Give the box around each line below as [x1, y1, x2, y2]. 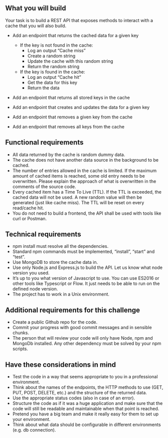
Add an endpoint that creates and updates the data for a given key [12, 104, 150, 110]
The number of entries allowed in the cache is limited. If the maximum [12, 168, 157, 174]
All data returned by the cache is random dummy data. [12, 152, 125, 158]
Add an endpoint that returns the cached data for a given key [12, 32, 139, 38]
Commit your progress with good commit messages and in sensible [12, 325, 152, 331]
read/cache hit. [12, 205, 44, 211]
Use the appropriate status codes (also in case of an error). [12, 395, 135, 401]
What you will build [5, 4, 66, 13]
